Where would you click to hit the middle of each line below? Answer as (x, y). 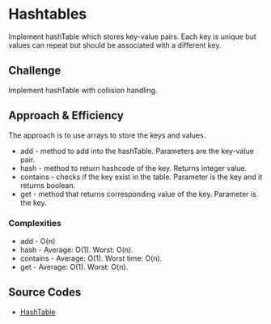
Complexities (35, 224)
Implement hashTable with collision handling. (83, 90)
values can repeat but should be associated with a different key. (115, 45)
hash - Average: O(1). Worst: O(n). (76, 249)
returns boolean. (48, 185)
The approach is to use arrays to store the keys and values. (107, 135)
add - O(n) (38, 241)
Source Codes (45, 292)
